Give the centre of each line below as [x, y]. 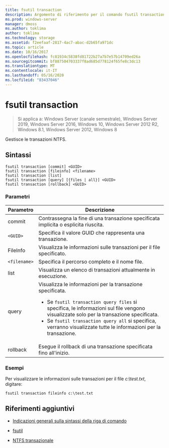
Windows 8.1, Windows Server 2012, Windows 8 [67, 129]
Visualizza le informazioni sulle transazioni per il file [99, 247]
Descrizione [100, 210]
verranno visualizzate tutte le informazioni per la [104, 327]
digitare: [14, 384]
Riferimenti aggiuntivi [40, 409]
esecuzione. [53, 276]
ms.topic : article [24, 47]
